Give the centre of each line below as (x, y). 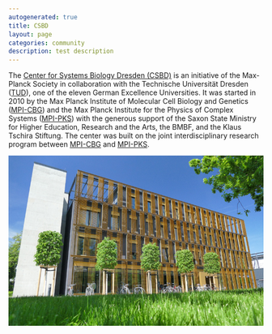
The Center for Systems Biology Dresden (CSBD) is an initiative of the (124, 75)
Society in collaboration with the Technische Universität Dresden (141, 84)
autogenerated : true (43, 17)
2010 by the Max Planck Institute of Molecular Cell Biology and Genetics (128, 101)
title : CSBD (28, 26)
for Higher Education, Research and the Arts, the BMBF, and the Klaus (125, 127)
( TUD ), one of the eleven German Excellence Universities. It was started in (132, 92)
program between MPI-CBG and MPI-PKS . (79, 144)
